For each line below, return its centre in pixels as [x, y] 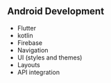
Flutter [27, 28]
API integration [39, 72]
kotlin [25, 35]
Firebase [30, 43]
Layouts [28, 64]
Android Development [56, 11]
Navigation [33, 50]
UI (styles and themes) [50, 57]
